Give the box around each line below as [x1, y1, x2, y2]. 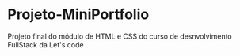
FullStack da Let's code [7, 39, 84, 49]
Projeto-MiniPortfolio [7, 6, 150, 24]
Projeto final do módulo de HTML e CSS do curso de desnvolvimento [7, 32, 232, 41]
